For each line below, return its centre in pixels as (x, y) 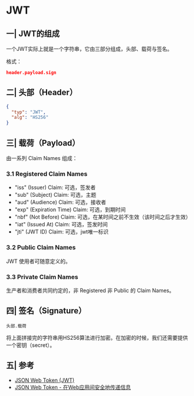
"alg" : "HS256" (30, 118)
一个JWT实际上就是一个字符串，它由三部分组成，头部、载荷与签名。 (89, 49)
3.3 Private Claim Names (42, 277)
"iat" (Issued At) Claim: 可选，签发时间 (61, 225)
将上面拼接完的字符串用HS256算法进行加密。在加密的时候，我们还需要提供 (97, 337)
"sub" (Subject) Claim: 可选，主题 (55, 195)
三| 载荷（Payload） (43, 143)
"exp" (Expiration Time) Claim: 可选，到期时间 (70, 210)
